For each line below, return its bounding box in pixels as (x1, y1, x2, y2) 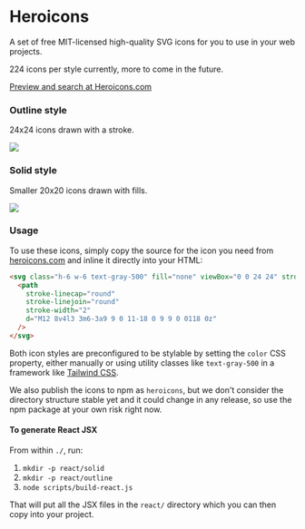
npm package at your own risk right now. (9, 404, 162, 415)
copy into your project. (9, 509, 94, 520)
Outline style (9, 103, 68, 116)
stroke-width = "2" (25, 306, 92, 315)
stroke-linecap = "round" (25, 289, 116, 299)
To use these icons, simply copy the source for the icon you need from (9, 245, 274, 256)
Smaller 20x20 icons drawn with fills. (9, 184, 148, 196)
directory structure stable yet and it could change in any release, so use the (9, 394, 292, 405)
